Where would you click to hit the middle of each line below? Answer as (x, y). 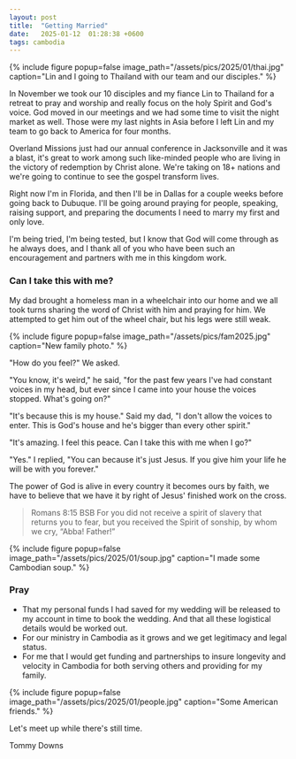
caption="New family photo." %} (68, 345)
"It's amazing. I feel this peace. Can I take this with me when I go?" (131, 442)
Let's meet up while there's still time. (76, 728)
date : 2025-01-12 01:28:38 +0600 (76, 34)
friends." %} (31, 711)
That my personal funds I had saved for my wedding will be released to (151, 609)
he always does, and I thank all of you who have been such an (122, 249)
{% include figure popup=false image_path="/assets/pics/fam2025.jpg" (140, 336)
